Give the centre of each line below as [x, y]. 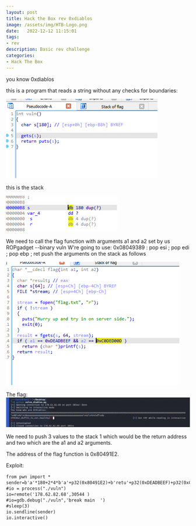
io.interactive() [27, 518]
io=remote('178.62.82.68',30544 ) [48, 494]
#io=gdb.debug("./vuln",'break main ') [56, 500]
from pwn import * [28, 477]
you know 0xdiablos [30, 79]
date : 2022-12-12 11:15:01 [41, 31]
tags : [13, 37]
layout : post [22, 12]
